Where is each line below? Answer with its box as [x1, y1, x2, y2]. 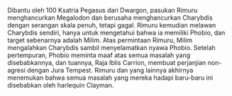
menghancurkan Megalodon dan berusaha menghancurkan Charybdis [7, 13, 213, 22]
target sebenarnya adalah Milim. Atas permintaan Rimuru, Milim [7, 36, 193, 44]
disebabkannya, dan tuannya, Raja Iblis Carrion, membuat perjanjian [7, 59, 206, 66]
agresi [7, 66, 26, 74]
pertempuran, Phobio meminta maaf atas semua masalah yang [7, 51, 191, 59]
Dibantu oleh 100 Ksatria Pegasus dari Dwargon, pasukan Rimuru [7, 6, 198, 14]
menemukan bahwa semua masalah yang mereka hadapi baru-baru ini [7, 73, 214, 82]
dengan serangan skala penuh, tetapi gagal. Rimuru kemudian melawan [7, 21, 216, 29]
